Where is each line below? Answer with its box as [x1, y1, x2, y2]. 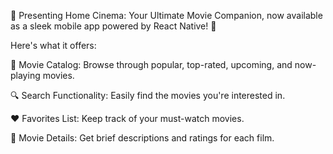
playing [10, 70, 41, 81]
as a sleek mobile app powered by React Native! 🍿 [10, 20, 217, 32]
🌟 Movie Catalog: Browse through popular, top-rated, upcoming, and [10, 59, 293, 70]
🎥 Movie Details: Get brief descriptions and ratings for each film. [10, 132, 275, 144]
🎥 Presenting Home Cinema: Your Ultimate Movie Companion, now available [10, 10, 323, 21]
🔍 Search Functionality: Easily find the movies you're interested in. [10, 90, 286, 101]
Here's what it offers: [10, 40, 97, 51]
